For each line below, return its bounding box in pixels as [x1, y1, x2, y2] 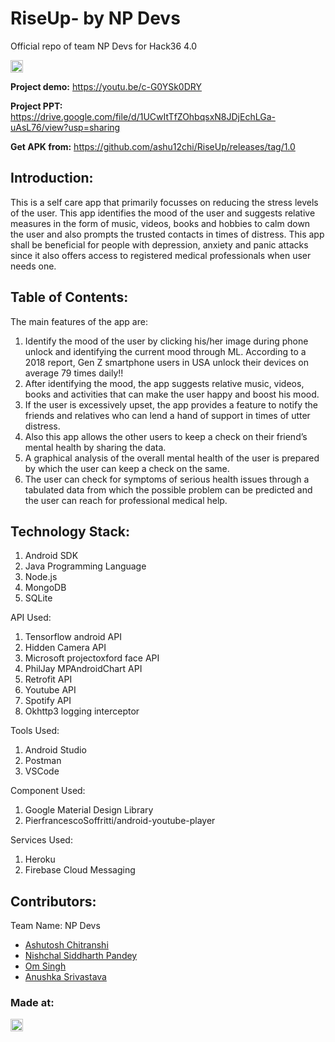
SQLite [24, 592, 53, 604]
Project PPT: [10, 100, 63, 112]
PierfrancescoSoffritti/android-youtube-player [24, 815, 216, 827]
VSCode [24, 765, 60, 777]
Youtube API [24, 684, 77, 696]
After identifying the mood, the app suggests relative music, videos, [24, 377, 305, 389]
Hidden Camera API [24, 642, 107, 654]
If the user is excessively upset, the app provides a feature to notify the [24, 398, 318, 411]
